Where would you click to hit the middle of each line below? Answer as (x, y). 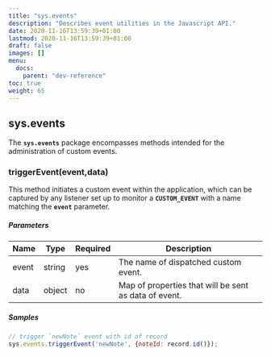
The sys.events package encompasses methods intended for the (117, 143)
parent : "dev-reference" (65, 76)
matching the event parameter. (59, 207)
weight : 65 (27, 91)
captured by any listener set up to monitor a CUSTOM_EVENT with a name (125, 198)
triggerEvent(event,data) (58, 172)
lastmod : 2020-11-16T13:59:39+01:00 (70, 38)
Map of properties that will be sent (183, 285)
